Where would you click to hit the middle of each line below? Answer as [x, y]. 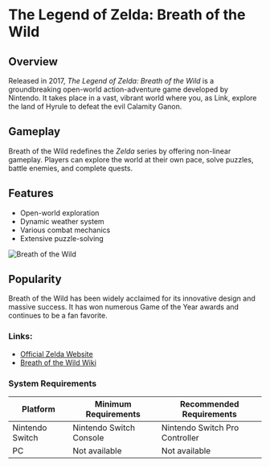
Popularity [35, 279]
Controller [180, 438]
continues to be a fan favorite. [58, 316]
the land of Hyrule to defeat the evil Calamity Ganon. [95, 107]
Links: [20, 337]
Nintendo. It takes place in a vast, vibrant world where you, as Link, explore [133, 98]
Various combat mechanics [65, 230]
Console [88, 438]
